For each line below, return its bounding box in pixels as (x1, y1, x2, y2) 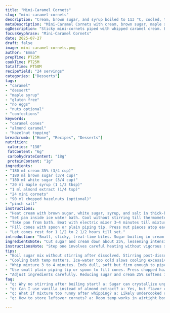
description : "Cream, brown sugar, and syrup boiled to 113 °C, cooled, (5, 17, 162, 22)
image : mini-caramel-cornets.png (5, 45, 76, 50)
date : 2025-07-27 (5, 36, 42, 41)
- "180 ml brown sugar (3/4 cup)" (5, 173, 78, 178)
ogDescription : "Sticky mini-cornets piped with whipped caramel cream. (5, 26, 162, 32)
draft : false (5, 41, 33, 46)
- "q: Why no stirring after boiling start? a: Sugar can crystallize (5, 281, 157, 287)
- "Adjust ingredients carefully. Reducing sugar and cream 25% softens (5, 272, 162, 277)
